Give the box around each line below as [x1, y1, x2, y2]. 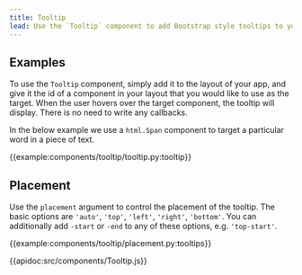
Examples [9, 55, 66, 70]
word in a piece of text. [9, 134, 95, 145]
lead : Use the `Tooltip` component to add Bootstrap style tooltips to [9, 22, 283, 31]
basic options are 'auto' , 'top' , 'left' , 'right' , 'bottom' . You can [9, 211, 257, 222]
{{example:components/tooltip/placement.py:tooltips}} [9, 238, 212, 249]
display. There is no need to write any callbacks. [9, 107, 188, 118]
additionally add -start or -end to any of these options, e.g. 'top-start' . [9, 221, 278, 232]
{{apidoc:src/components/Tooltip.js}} [9, 255, 148, 266]
